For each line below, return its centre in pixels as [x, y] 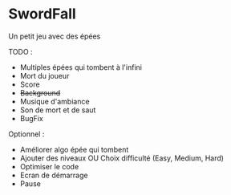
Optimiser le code [49, 166]
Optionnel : [26, 134]
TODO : [21, 51]
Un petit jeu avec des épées [55, 36]
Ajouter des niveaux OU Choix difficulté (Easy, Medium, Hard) [122, 158]
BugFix [32, 118]
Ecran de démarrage [54, 175]
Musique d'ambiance [55, 101]
